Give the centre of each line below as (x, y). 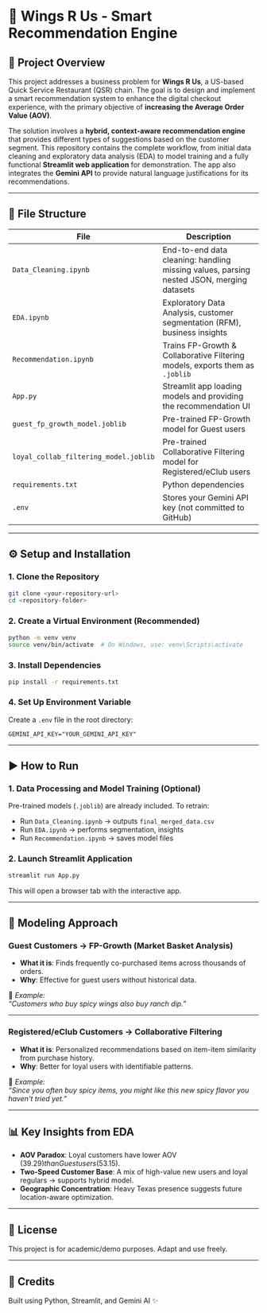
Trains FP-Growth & (199, 345)
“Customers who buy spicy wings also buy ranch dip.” (97, 1004)
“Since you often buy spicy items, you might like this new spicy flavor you (129, 1090)
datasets (178, 290)
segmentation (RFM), (202, 322)
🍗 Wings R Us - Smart (80, 16)
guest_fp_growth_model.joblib (70, 424)
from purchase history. (57, 1058)
